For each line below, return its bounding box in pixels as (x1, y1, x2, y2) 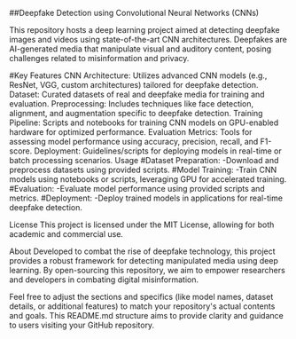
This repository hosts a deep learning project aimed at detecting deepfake (9, 25, 281, 35)
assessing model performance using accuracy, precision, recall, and (9, 137, 259, 146)
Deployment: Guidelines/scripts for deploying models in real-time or (34, 146, 282, 156)
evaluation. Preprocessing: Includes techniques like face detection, (9, 99, 254, 109)
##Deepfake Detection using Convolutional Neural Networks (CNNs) (9, 8, 260, 18)
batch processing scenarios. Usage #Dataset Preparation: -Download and (9, 155, 279, 165)
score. (9, 146, 33, 156)
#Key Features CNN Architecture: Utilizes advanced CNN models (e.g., (9, 70, 268, 81)
